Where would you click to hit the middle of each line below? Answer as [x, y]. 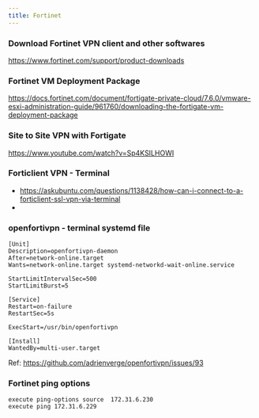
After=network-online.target [56, 258]
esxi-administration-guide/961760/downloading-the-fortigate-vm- [116, 107]
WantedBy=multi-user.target [54, 348]
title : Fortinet [35, 15]
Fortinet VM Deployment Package [74, 81]
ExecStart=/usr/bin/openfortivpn [63, 328]
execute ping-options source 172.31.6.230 [81, 400]
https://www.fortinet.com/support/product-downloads [96, 60]
